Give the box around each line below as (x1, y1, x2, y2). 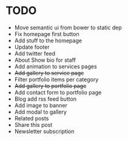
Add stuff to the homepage (14, 37, 83, 44)
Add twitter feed (14, 49, 56, 57)
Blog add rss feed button (14, 95, 77, 103)
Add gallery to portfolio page (14, 82, 87, 89)
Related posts (14, 114, 49, 122)
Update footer (14, 43, 50, 51)
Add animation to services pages (14, 62, 98, 70)
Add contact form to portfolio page (14, 89, 102, 96)
